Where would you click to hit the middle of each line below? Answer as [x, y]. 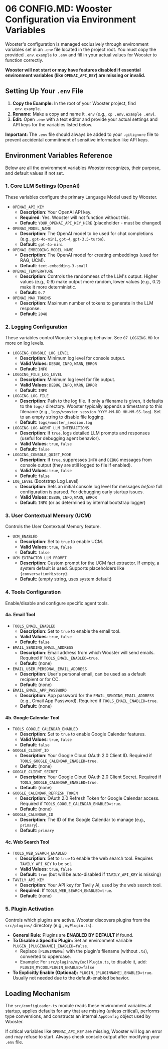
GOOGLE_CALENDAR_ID [33, 815]
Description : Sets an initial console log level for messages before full [91, 487]
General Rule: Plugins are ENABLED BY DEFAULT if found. [73, 935]
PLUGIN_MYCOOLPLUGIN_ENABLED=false [57, 967]
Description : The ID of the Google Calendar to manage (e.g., [82, 820]
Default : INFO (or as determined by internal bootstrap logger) [83, 503]
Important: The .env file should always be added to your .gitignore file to [82, 134]
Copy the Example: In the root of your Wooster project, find [74, 103]
